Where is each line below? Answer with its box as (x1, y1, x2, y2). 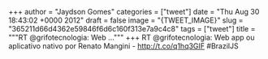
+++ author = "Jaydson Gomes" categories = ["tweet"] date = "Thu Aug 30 (8, 7, 260, 16)
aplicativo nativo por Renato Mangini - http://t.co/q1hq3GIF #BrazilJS (8, 41, 239, 51)
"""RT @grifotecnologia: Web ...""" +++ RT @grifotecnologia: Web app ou (8, 32, 255, 42)
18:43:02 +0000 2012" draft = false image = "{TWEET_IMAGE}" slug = (8, 15, 244, 25)
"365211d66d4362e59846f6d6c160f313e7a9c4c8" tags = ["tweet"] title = (8, 24, 256, 33)
